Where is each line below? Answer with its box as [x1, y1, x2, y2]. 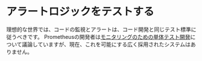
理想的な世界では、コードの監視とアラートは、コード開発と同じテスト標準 [6, 26, 191, 33]
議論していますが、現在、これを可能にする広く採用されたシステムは [22, 41, 191, 48]
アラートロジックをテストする [6, 5, 155, 19]
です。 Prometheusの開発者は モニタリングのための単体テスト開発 [27, 33, 191, 40]
